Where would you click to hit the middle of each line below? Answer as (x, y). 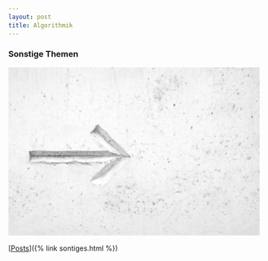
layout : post (30, 17)
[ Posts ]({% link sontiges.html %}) (63, 248)
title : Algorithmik (41, 25)
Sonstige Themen (43, 54)
